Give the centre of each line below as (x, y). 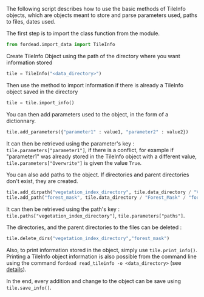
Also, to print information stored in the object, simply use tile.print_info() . (102, 250)
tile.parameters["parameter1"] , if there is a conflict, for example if (90, 150)
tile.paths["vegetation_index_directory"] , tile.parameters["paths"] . (96, 216)
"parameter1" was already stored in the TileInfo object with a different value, (102, 156)
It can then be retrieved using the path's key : (63, 209)
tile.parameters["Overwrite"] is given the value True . (74, 162)
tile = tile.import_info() (40, 102)
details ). (16, 270)
